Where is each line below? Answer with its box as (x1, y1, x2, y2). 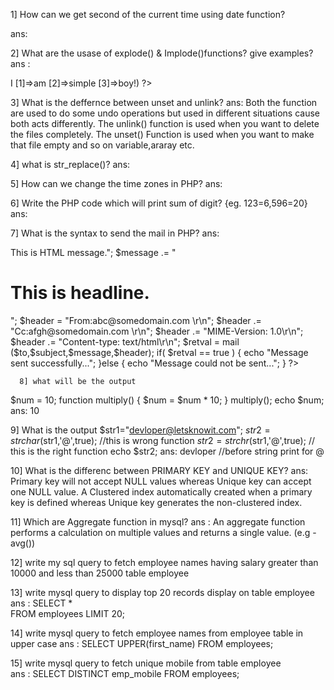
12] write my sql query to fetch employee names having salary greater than (10, 556, 319, 568)
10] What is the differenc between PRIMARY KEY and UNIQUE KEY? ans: (10, 464, 309, 476)
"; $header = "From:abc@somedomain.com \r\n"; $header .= (10, 314, 262, 326)
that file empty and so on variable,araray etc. (10, 139, 195, 151)
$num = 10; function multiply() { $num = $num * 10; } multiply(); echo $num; (10, 394, 325, 406)
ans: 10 (10, 404, 40, 416)
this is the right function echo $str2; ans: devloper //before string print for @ (10, 445, 325, 457)
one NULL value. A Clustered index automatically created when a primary (10, 485, 313, 498)
